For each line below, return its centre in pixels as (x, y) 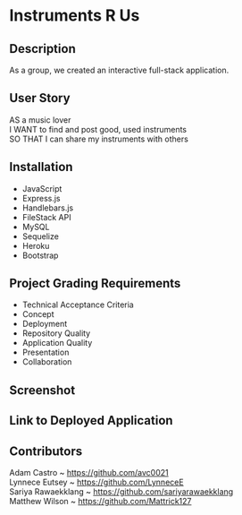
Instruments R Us (75, 16)
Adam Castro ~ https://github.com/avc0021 (89, 473)
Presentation (46, 352)
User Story (40, 98)
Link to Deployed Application (91, 421)
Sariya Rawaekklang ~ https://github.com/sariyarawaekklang (121, 492)
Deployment (45, 324)
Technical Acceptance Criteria (78, 305)
